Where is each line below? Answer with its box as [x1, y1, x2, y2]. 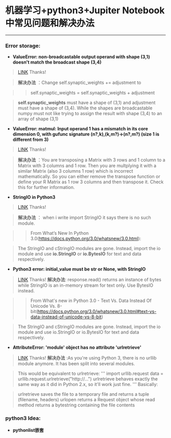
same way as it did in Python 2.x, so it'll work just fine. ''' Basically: [17, 381, 158, 388]
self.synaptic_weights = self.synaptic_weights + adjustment [30, 90, 155, 96]
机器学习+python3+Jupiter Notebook [5, 5, 165, 16]
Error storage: [5, 42, 41, 49]
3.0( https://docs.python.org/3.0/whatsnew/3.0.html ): [30, 235, 141, 242]
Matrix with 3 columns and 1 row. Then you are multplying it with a [17, 162, 157, 169]
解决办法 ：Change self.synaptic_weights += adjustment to [17, 79, 141, 86]
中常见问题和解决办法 [5, 17, 95, 29]
